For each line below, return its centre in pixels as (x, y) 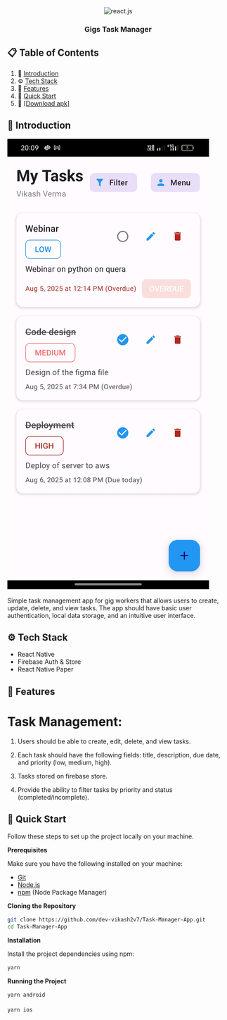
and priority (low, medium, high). (65, 762)
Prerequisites (27, 850)
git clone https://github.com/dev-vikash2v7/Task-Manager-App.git (106, 919)
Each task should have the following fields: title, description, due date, (119, 755)
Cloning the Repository (41, 906)
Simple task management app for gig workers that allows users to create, (113, 600)
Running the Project (37, 981)
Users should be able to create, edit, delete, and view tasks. (104, 741)
